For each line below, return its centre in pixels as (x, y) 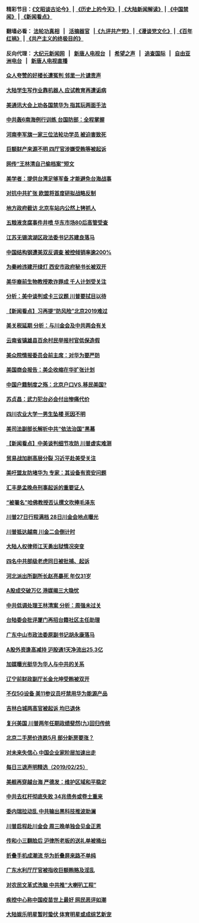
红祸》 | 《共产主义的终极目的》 (45, 39)
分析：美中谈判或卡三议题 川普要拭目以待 (56, 296)
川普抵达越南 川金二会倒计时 (41, 532)
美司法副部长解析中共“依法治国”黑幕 (51, 429)
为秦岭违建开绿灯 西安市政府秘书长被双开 (56, 267)
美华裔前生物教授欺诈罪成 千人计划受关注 (56, 281)
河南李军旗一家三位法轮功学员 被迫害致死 (56, 134)
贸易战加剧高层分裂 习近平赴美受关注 (51, 458)
